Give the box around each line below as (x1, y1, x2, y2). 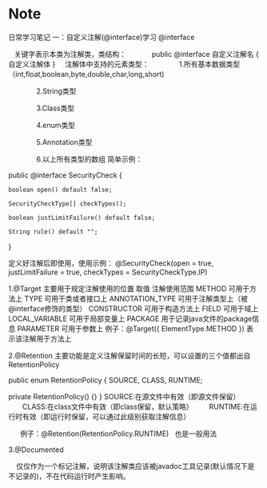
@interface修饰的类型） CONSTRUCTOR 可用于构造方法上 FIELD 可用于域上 (8, 303, 258, 313)
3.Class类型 (35, 103, 75, 113)
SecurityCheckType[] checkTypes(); (8, 199, 127, 208)
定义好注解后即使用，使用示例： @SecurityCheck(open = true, (8, 258, 214, 268)
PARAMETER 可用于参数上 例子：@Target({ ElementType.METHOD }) (17, 323, 245, 333)
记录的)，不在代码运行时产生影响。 (14, 471, 130, 481)
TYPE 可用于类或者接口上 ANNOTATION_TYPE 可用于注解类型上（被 (23, 294, 249, 303)
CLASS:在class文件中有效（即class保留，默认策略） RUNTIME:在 (22, 402, 250, 411)
